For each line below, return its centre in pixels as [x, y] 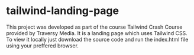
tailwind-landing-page [63, 11]
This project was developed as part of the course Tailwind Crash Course [94, 27]
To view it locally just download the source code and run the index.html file [97, 39]
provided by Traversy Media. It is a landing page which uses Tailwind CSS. [97, 33]
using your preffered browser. [42, 46]
